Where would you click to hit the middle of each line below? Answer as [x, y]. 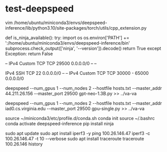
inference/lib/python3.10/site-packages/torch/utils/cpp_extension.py [76, 28]
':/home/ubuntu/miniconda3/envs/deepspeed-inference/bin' [68, 43]
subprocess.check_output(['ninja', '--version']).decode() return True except [83, 48]
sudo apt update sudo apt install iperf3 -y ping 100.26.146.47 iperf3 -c [78, 133]
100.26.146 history [24, 144]
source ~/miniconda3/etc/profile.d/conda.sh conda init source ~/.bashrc [80, 118]
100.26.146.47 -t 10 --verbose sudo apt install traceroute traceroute [75, 138]
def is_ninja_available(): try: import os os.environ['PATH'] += [67, 38]
